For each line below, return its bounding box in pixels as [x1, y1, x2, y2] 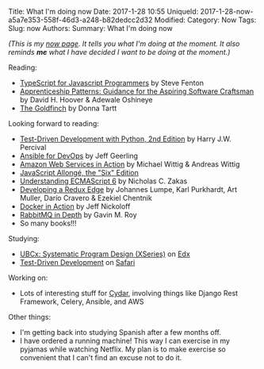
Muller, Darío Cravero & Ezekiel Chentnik [19, 194, 152, 202]
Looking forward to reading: [8, 119, 99, 128]
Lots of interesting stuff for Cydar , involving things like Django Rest [19, 289, 239, 298]
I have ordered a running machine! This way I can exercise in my [19, 336, 230, 345]
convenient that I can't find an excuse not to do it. [19, 353, 182, 362]
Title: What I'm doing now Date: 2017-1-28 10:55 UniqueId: [8, 7, 199, 16]
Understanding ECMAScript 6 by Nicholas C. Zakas [19, 176, 188, 186]
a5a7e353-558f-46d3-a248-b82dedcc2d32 [8, 15, 153, 25]
